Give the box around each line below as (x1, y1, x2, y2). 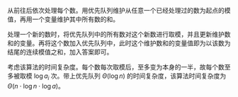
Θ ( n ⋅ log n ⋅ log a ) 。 (7, 81, 65, 90)
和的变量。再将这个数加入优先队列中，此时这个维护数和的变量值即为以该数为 (7, 39, 231, 47)
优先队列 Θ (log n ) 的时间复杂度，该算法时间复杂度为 (75, 72, 227, 80)
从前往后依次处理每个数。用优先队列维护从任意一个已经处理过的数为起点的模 (7, 6, 231, 14)
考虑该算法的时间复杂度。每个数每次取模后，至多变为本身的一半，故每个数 (7, 63, 225, 71)
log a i (33, 72, 50, 81)
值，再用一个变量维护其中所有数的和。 (7, 15, 119, 23)
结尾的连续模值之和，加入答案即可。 (7, 48, 113, 56)
